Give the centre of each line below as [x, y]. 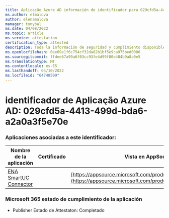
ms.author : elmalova [27, 15]
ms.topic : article [24, 33]
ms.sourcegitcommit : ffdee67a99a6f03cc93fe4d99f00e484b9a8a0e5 [73, 57]
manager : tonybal [23, 24]
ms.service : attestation [31, 38]
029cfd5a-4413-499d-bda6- [86, 111]
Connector [20, 184]
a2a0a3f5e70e [37, 122]
